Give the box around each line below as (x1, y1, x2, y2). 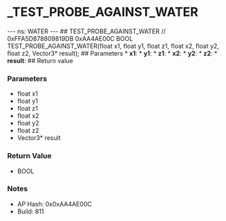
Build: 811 (17, 207, 44, 215)
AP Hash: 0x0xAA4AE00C (17, 200, 92, 208)
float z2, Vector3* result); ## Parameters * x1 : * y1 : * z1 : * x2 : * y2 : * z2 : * (7, 49, 218, 58)
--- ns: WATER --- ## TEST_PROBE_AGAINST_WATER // (7, 27, 166, 35)
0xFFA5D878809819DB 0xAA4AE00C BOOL (7, 34, 133, 42)
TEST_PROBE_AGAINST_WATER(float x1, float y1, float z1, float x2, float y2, (7, 42, 220, 50)
